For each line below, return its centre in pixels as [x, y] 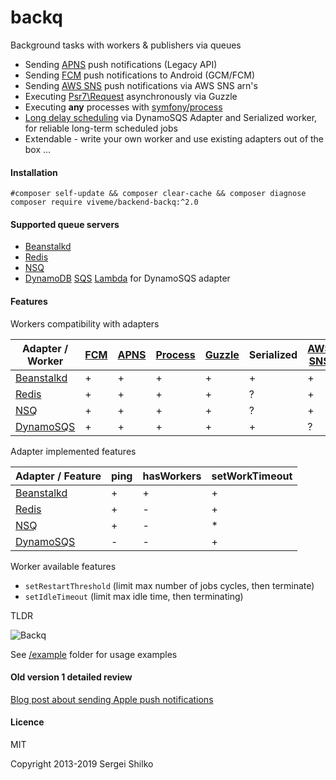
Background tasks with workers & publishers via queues [126, 45]
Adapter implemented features [73, 451]
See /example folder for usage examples [94, 654]
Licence [27, 722]
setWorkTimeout [252, 476]
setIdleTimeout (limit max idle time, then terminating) [134, 596]
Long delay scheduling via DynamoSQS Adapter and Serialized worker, [171, 117]
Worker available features [63, 566]
